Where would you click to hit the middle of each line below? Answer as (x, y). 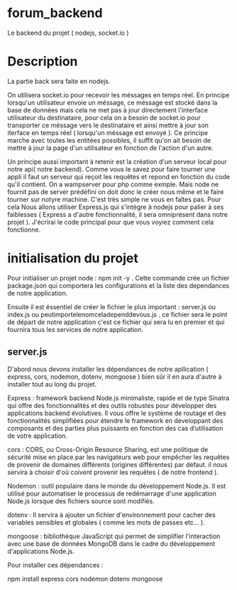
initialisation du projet (73, 258)
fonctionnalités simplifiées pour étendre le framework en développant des (115, 420)
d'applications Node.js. (41, 551)
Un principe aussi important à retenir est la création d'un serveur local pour (117, 161)
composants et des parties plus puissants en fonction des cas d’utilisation (115, 428)
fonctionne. (24, 230)
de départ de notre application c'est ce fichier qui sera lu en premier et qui (116, 322)
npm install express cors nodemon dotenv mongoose (85, 579)
